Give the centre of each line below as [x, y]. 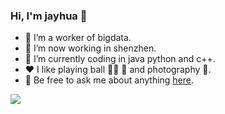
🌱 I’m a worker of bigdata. [78, 38]
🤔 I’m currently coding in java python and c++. [120, 59]
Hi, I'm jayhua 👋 [49, 16]
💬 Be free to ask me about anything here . [109, 80]
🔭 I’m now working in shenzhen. [90, 48]
